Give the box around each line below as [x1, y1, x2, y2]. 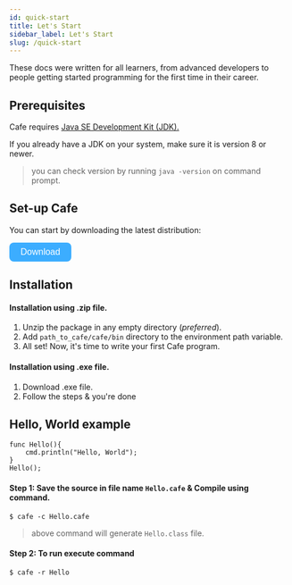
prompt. [30, 175, 61, 186]
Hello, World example [9, 417, 131, 432]
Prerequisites [9, 97, 86, 113]
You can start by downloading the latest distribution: [9, 224, 202, 235]
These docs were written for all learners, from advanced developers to [9, 63, 270, 73]
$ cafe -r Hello [9, 568, 70, 577]
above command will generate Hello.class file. [30, 528, 204, 539]
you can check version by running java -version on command [30, 166, 262, 177]
